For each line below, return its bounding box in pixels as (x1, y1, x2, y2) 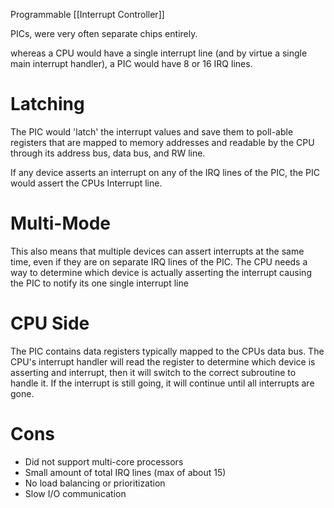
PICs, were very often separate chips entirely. (10, 28, 198, 39)
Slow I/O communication (24, 487, 127, 499)
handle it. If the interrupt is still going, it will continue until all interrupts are (10, 377, 315, 389)
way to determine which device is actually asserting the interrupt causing (10, 266, 312, 278)
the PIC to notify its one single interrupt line (10, 277, 189, 289)
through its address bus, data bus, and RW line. (10, 147, 206, 159)
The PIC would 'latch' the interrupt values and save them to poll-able (10, 125, 294, 138)
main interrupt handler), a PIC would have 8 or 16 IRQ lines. (10, 58, 253, 69)
